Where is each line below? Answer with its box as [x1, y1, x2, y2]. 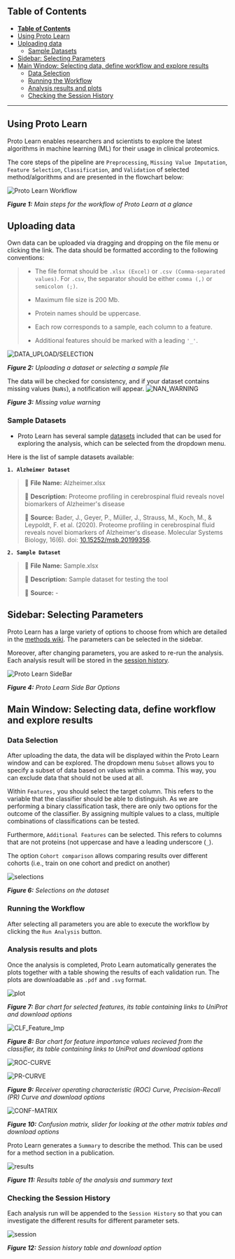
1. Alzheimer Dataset [7, 466, 71, 473]
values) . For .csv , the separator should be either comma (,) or [34, 275, 213, 283]
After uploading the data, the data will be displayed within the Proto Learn [7, 751, 220, 760]
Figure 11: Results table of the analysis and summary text [7, 1176, 173, 1184]
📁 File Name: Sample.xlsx [24, 561, 99, 570]
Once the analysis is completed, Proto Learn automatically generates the [7, 960, 217, 969]
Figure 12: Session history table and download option [7, 1244, 162, 1252]
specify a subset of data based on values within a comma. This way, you [7, 766, 217, 775]
